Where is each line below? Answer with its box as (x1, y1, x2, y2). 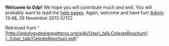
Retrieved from (5, 25, 36, 31)
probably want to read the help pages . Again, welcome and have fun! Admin (5, 10, 164, 16)
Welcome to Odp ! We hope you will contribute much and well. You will (5, 5, 152, 10)
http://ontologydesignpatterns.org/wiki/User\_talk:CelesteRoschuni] (7, 30, 148, 36)
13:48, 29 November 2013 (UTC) (5, 15, 73, 21)
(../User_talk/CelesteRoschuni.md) (5, 35, 77, 41)
